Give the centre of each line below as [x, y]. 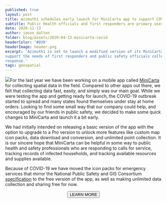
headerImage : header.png [31, 47]
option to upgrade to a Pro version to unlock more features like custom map [83, 132]
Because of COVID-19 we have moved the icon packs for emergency [76, 169]
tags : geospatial [23, 65]
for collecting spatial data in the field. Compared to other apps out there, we [83, 86]
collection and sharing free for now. [42, 185]
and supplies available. [29, 159]
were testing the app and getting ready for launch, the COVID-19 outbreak [81, 96]
